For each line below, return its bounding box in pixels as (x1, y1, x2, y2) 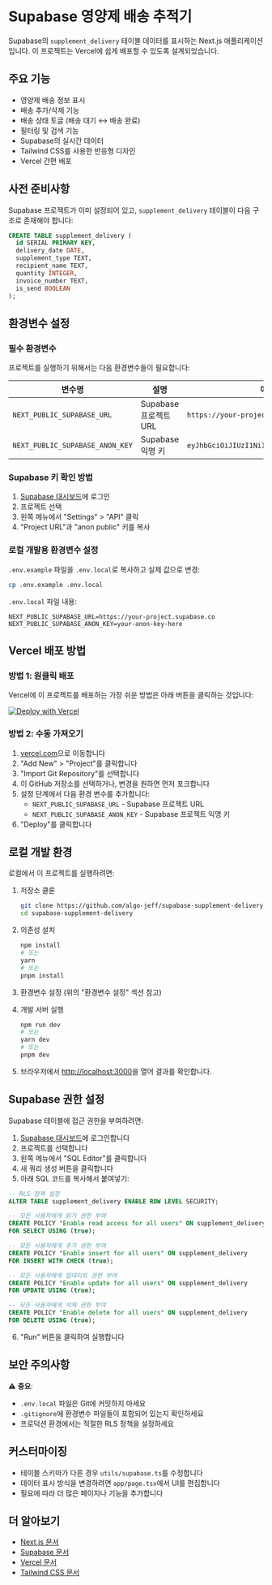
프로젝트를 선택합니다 (19, 1142, 88, 1153)
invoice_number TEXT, (15, 277, 89, 285)
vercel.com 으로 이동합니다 (19, 748, 105, 758)
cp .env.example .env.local (8, 581, 104, 589)
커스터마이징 (8, 1445, 67, 1458)
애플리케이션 (223, 36, 264, 45)
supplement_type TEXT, (15, 254, 92, 262)
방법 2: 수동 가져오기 (8, 728, 83, 740)
